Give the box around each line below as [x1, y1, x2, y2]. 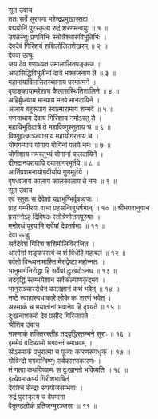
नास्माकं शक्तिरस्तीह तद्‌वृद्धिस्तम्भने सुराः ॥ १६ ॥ [8, 329, 131, 338]
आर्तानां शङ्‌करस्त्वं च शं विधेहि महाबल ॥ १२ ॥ [8, 248, 126, 257]
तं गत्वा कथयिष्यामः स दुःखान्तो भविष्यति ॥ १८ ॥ [8, 365, 128, 374]
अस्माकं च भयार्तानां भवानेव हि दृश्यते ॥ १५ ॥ [8, 302, 121, 311]
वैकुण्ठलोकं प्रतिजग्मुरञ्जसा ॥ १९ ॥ [8, 401, 97, 410]
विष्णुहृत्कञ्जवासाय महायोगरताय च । [8, 131, 100, 141]
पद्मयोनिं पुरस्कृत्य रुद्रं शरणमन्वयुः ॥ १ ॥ [8, 23, 108, 33]
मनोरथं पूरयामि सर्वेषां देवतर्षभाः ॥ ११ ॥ [8, 221, 105, 230]
